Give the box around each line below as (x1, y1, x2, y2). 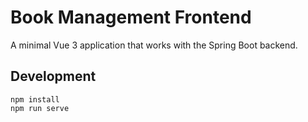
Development (10, 68, 97, 85)
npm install (10, 94, 60, 105)
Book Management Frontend (10, 6, 252, 29)
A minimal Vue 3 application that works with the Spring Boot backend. (10, 39, 298, 51)
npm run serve (10, 103, 70, 113)
